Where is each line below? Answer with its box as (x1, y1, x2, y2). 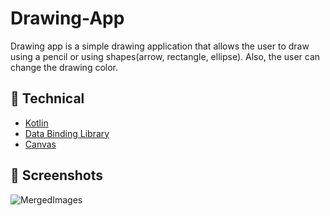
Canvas (24, 138, 57, 150)
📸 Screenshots (10, 167, 104, 184)
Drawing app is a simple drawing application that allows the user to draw (10, 40, 310, 52)
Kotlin (24, 117, 49, 129)
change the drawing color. (10, 61, 119, 73)
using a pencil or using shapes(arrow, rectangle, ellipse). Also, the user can (10, 50, 321, 62)
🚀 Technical (10, 90, 85, 107)
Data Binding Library (24, 127, 110, 139)
